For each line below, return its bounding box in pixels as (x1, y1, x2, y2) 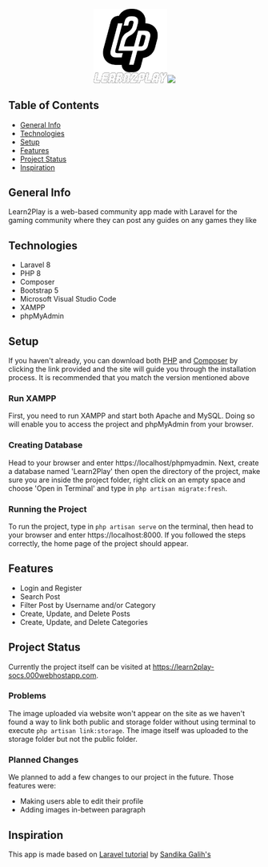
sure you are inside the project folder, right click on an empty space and (8, 475, 246, 484)
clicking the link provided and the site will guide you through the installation (8, 364, 257, 374)
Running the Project (8, 503, 87, 514)
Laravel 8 (19, 260, 51, 269)
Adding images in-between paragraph (19, 805, 146, 815)
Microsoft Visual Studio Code (19, 294, 117, 304)
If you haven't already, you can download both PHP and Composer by (8, 356, 238, 365)
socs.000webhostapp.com (8, 671, 97, 680)
